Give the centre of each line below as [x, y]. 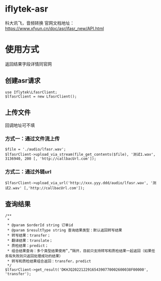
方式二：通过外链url [28, 172]
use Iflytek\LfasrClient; [31, 92]
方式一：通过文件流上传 [32, 139]
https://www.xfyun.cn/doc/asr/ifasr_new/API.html [55, 28]
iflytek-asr [27, 9]
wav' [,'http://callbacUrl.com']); [49, 188]
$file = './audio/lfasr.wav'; [36, 149]
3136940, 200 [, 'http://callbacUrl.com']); [51, 159]
